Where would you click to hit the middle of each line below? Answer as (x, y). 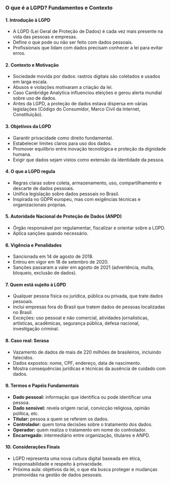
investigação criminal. (36, 329)
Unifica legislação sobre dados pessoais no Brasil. (66, 194)
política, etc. (26, 413)
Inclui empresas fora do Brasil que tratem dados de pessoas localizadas (89, 307)
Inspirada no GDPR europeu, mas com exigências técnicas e (77, 199)
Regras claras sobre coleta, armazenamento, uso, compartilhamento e (87, 183)
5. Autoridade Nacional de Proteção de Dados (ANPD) (64, 216)
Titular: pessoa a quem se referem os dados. (61, 419)
